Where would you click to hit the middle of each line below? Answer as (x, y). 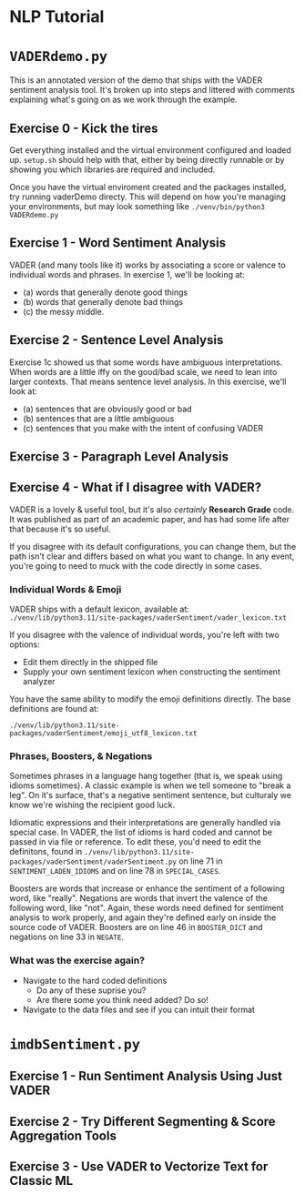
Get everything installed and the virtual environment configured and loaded (150, 150)
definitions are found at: (54, 709)
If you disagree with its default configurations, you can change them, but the (153, 546)
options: (25, 644)
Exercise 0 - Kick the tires (84, 128)
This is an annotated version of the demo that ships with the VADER (136, 80)
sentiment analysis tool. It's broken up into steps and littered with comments (152, 90)
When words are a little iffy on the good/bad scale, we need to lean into (143, 371)
